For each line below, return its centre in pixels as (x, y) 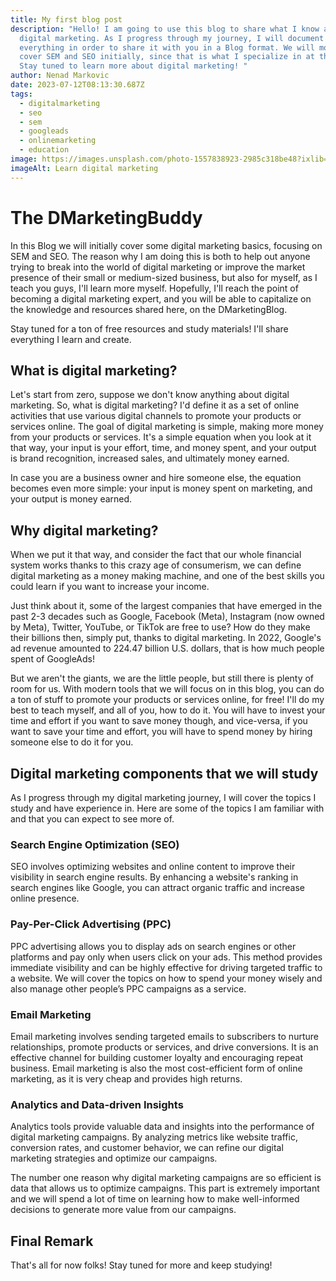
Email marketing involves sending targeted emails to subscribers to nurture (164, 1036)
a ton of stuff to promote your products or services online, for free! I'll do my (167, 700)
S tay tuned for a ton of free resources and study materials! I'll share (149, 328)
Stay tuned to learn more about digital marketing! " (133, 66)
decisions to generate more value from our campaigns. (123, 1210)
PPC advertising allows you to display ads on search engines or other (153, 946)
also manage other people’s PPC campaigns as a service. (128, 988)
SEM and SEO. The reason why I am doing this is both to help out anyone (160, 256)
